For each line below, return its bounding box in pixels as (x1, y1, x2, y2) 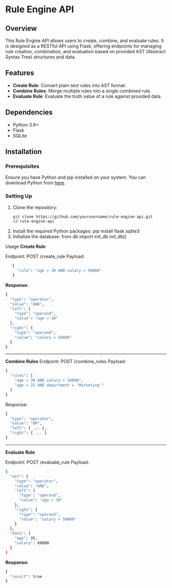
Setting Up (5, 193, 32, 200)
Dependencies (5, 108, 53, 117)
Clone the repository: (12, 204, 58, 211)
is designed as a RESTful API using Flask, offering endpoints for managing (5, 43, 162, 49)
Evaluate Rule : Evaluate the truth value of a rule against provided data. (12, 93, 162, 99)
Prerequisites (5, 162, 39, 170)
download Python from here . (5, 180, 66, 186)
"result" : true (10, 574, 42, 579)
